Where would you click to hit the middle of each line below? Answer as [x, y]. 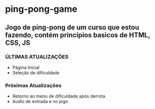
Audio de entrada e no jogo [40, 102]
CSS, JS [18, 43]
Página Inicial [26, 67]
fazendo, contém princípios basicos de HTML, [77, 35]
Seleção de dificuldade [36, 73]
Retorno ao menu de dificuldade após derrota [59, 96]
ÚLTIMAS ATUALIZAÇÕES [37, 57]
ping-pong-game [41, 9]
